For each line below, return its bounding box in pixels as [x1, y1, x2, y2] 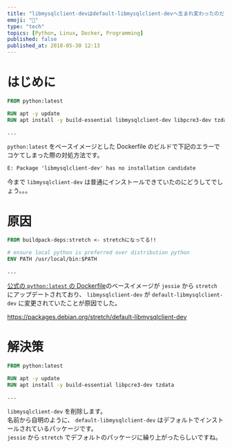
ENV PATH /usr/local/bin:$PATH [7, 256, 97, 263]
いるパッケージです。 [37, 424, 97, 433]
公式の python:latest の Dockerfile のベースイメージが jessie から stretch [7, 281, 217, 289]
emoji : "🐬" [7, 17, 39, 24]
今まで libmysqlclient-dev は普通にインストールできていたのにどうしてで [7, 178, 217, 186]
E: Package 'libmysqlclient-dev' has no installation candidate [7, 165, 196, 172]
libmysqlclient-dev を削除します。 [7, 407, 107, 415]
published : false [7, 36, 57, 43]
